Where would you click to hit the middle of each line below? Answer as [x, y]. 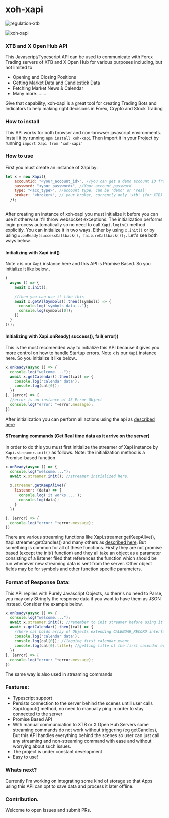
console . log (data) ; [39, 500]
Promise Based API [32, 719]
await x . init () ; [31, 287]
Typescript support [32, 698]
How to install [22, 122]
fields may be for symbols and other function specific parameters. [74, 569]
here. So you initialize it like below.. [41, 358]
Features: [17, 687]
